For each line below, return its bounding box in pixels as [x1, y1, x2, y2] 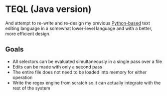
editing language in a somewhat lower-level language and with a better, [5, 25, 153, 31]
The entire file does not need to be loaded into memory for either [12, 69, 147, 75]
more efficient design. [5, 30, 51, 36]
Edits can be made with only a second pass [12, 63, 103, 69]
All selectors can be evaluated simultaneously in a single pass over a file [12, 58, 162, 64]
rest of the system [12, 85, 50, 91]
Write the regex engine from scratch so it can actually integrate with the [12, 79, 161, 85]
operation [12, 74, 33, 80]
